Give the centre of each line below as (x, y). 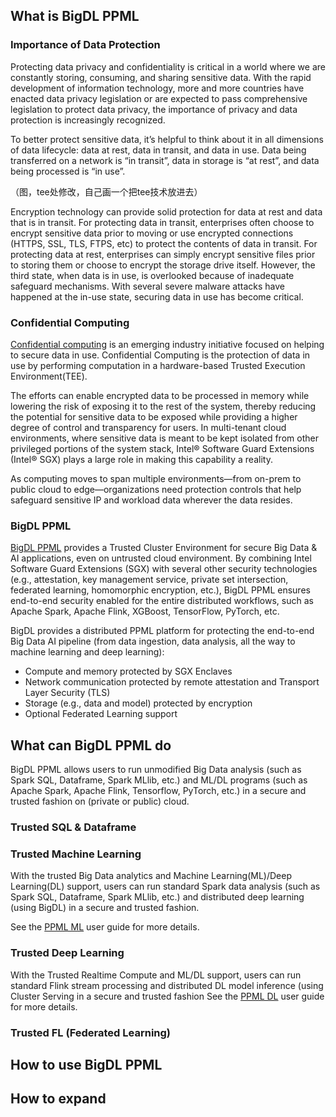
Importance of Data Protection (85, 45)
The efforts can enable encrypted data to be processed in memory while (160, 395)
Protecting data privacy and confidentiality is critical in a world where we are (168, 66)
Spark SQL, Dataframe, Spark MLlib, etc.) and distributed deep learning (157, 897)
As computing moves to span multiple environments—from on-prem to (156, 478)
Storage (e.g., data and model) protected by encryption (138, 703)
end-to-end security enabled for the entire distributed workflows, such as (162, 601)
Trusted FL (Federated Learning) (91, 1032)
